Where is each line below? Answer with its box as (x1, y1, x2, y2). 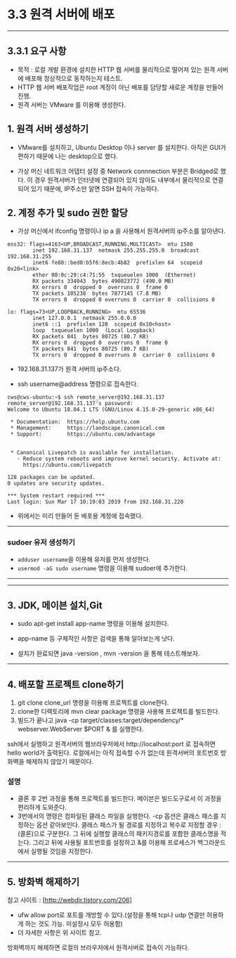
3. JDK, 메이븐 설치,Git (7, 599, 103, 612)
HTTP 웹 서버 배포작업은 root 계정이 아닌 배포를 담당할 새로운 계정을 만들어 (17, 82, 223, 91)
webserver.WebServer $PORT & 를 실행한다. (17, 725, 144, 734)
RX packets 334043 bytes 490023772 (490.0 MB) (32, 278, 174, 285)
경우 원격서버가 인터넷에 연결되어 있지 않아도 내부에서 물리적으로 (34, 175, 211, 184)
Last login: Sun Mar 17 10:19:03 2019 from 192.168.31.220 (7, 499, 184, 506)
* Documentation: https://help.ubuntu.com (10, 419, 140, 426)
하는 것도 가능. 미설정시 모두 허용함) (25, 919, 123, 928)
